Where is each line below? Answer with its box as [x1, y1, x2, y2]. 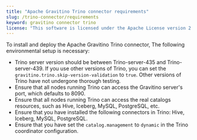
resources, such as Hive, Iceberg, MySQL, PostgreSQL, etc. [14, 102, 160, 109]
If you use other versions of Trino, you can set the [45, 65, 166, 72]
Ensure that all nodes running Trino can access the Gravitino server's [14, 84, 183, 91]
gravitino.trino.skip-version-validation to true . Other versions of [14, 71, 182, 78]
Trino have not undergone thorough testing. [14, 78, 121, 85]
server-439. [14, 65, 44, 72]
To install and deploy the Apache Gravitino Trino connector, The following [6, 41, 185, 48]
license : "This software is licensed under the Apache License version [6, 25, 186, 31]
